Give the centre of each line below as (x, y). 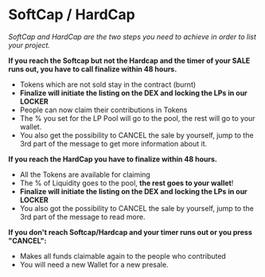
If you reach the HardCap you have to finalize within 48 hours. (113, 159)
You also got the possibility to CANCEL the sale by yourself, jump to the (137, 208)
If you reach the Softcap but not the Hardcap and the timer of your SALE (129, 60)
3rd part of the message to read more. (82, 217)
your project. (29, 45)
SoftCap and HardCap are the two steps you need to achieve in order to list (132, 37)
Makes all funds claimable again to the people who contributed (123, 256)
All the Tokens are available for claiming (85, 174)
